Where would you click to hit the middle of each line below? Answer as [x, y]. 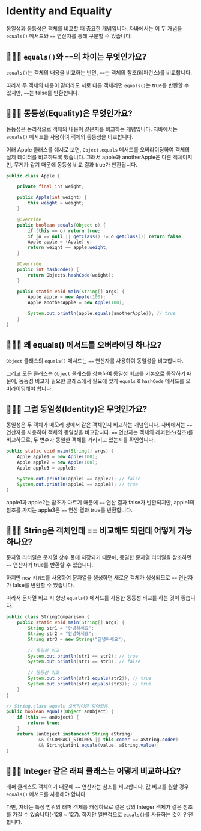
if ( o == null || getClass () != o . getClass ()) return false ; [106, 236]
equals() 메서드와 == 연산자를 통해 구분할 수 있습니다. [69, 36]
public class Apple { [33, 176]
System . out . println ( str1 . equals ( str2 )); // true [90, 678]
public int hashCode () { [48, 269]
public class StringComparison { [48, 617]
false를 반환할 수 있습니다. [43, 585]
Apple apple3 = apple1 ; [47, 468]
